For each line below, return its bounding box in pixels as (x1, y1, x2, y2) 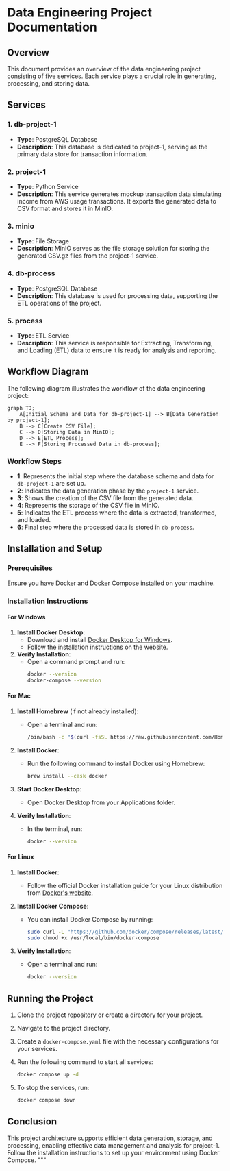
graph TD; (7, 404, 36, 412)
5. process (7, 316, 43, 325)
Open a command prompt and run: (27, 657, 125, 665)
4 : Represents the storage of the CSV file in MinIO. (16, 501, 159, 509)
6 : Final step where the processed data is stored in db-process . (16, 523, 194, 531)
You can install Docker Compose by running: (27, 915, 153, 923)
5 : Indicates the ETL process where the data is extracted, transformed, (16, 508, 217, 517)
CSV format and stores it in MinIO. (16, 204, 113, 212)
